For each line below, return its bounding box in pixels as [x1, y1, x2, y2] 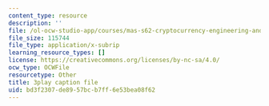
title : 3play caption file [8, 78, 98, 86]
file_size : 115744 [8, 33, 70, 42]
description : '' [8, 19, 62, 27]
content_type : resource [8, 11, 88, 20]
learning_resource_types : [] [8, 49, 106, 57]
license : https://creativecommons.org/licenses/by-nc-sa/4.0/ [8, 57, 220, 65]
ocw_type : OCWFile [8, 64, 70, 72]
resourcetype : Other [8, 71, 78, 79]
